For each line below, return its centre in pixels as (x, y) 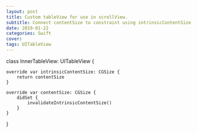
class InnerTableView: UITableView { (50, 61)
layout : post (22, 11)
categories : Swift (29, 34)
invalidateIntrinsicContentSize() (70, 103)
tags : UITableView (29, 45)
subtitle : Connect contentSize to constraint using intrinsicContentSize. (100, 22)
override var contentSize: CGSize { (51, 92)
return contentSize (41, 77)
